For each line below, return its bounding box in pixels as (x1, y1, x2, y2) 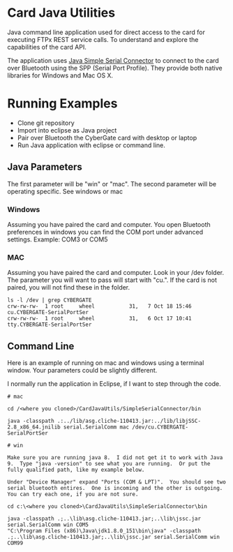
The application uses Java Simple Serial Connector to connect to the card (7, 56, 220, 64)
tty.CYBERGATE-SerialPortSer (7, 321, 92, 329)
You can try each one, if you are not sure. (7, 491, 139, 498)
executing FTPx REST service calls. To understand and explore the (7, 35, 199, 43)
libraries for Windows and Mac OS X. (7, 71, 114, 80)
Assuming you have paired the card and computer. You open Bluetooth (7, 220, 211, 228)
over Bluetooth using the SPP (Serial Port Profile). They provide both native (7, 64, 223, 72)
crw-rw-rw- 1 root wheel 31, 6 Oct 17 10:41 (7, 315, 192, 322)
